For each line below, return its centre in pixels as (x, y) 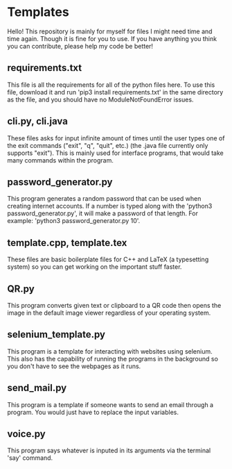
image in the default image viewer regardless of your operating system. (109, 313)
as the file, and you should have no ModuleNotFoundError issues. (100, 99)
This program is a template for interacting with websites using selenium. (110, 351)
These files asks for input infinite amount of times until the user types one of (116, 138)
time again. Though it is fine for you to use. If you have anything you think (112, 38)
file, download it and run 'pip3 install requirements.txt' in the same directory (115, 92)
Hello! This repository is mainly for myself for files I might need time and (110, 31)
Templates (38, 12)
